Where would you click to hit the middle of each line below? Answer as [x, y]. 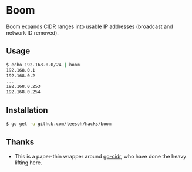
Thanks [20, 142]
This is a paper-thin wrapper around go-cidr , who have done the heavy [100, 156]
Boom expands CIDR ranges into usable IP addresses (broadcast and [90, 26]
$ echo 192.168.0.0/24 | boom [43, 65]
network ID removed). [32, 32]
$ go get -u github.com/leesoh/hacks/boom [59, 124]
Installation [27, 110]
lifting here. [28, 163]
